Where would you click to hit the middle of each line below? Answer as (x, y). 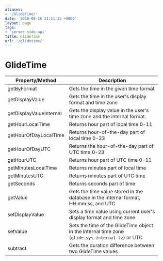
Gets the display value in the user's (109, 110)
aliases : (14, 9)
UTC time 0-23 (87, 152)
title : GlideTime (23, 37)
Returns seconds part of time (102, 184)
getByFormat (22, 89)
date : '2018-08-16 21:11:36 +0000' (41, 18)
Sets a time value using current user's (112, 211)
